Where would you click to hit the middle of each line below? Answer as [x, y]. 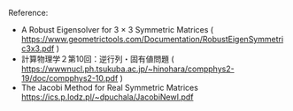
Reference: [28, 13]
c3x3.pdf [38, 48]
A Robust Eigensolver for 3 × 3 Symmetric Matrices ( [117, 30]
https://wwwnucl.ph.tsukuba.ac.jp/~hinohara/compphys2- [128, 69]
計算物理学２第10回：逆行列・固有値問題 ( [97, 59]
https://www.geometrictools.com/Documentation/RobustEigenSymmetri [152, 39]
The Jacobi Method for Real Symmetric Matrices [109, 88]
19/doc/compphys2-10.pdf [69, 78]
